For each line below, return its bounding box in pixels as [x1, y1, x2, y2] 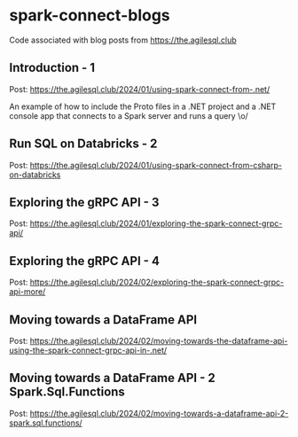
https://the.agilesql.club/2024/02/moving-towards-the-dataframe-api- [29, 336, 288, 346]
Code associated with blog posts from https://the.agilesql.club [9, 35, 237, 45]
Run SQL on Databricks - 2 [9, 137, 158, 152]
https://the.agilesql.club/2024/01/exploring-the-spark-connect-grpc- [29, 218, 283, 229]
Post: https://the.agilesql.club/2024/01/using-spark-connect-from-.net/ [9, 83, 271, 94]
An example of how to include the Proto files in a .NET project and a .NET [9, 101, 277, 112]
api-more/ [9, 286, 46, 297]
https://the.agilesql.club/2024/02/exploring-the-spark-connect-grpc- [29, 277, 285, 288]
